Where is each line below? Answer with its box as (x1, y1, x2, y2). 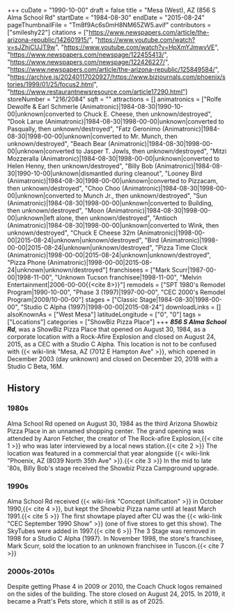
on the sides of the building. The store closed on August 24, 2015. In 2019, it (7, 590, 226, 598)
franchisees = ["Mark (109, 265, 171, 274)
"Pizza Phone (7, 258, 47, 266)
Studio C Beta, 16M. (7, 363, 64, 370)
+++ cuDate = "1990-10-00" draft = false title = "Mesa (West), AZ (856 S (7, 6, 216, 14)
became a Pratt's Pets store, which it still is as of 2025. (7, 597, 165, 606)
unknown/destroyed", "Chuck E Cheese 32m (7, 228, 136, 237)
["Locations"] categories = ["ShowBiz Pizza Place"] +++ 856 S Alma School (7, 318, 227, 326)
